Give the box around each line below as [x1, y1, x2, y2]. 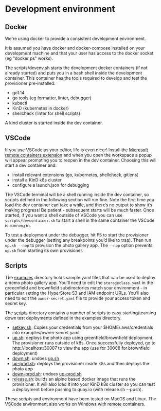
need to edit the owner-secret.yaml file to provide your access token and [5, 295, 151, 301]
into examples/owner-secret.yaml [12, 329, 80, 335]
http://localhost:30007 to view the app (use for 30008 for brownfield [12, 345, 150, 351]
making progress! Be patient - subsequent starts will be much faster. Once [5, 207, 154, 213]
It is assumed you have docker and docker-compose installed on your [5, 45, 145, 51]
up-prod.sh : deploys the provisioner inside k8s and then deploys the [12, 360, 149, 366]
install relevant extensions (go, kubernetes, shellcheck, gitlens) [12, 172, 139, 178]
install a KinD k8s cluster [12, 177, 62, 183]
